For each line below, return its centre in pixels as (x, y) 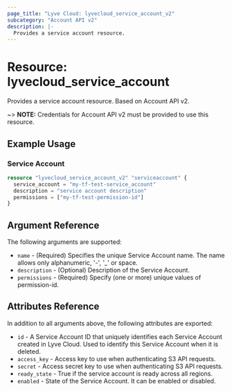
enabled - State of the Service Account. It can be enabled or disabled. (116, 381)
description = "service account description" (80, 191)
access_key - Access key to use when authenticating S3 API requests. (116, 358)
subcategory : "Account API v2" (52, 20)
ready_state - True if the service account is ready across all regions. (115, 373)
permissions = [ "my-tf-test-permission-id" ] (79, 197)
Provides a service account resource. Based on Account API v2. (98, 101)
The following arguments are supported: (65, 242)
